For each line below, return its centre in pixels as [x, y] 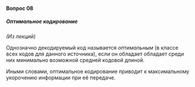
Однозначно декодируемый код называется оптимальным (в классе [92, 47]
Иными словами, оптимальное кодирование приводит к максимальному [98, 71]
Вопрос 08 [20, 8]
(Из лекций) [21, 36]
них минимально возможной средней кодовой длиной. [75, 60]
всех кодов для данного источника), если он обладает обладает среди [95, 54]
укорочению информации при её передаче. [61, 77]
